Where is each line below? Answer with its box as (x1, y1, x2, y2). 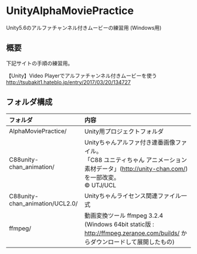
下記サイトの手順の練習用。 (6, 60, 73, 67)
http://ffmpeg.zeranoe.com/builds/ (84, 229, 180, 237)
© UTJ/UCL (84, 181, 117, 189)
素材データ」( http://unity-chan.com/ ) (84, 164, 188, 173)
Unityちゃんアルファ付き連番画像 (84, 138, 176, 146)
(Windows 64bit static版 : (84, 220, 154, 228)
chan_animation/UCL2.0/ (9, 199, 78, 207)
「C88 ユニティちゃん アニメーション (84, 156, 188, 164)
